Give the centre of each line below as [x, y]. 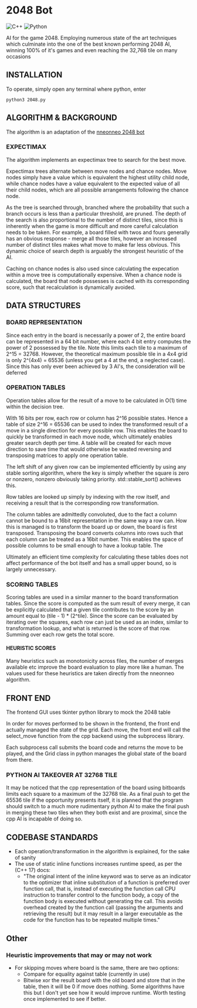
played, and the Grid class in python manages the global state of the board [96, 754]
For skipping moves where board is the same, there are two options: [97, 968]
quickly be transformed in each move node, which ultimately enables [89, 437]
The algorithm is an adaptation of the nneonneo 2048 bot [75, 132]
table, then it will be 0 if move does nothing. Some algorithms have [104, 986]
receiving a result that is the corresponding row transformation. [83, 503]
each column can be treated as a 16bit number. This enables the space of [95, 539]
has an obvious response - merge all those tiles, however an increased [91, 239]
